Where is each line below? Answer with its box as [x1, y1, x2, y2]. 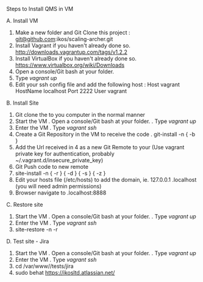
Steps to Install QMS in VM [6, 6, 74, 12]
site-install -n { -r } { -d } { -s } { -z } [15, 169, 106, 177]
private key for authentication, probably [15, 150, 115, 157]
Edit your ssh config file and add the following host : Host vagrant [15, 81, 180, 88]
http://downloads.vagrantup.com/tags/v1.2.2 [15, 48, 128, 56]
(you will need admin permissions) [15, 183, 102, 190]
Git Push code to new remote [15, 163, 88, 170]
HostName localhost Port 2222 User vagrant [15, 87, 127, 94]
